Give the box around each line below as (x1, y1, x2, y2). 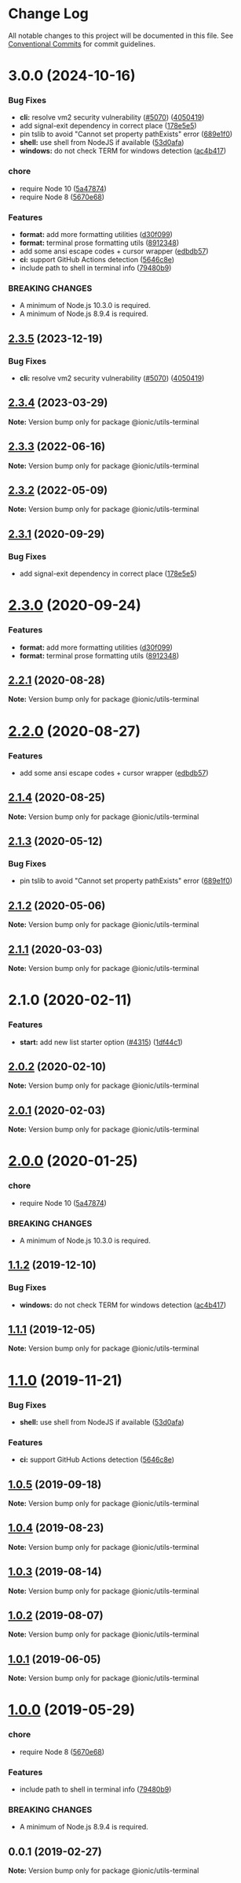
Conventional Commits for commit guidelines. (8, 39, 155, 48)
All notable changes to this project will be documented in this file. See (8, 31, 234, 40)
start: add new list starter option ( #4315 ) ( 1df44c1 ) (19, 1037, 183, 1047)
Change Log (8, 5, 89, 23)
